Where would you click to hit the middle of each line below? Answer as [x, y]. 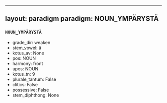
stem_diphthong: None [36, 95]
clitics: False [25, 84]
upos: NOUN [25, 69]
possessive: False [31, 90]
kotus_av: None [28, 53]
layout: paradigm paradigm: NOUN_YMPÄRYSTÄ [82, 19]
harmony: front [28, 63]
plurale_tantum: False [34, 79]
